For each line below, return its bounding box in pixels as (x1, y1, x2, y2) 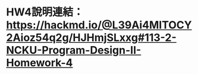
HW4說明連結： (6, 5, 84, 19)
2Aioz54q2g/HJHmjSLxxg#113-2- (6, 31, 177, 44)
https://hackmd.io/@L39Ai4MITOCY (6, 18, 192, 32)
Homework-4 (6, 56, 73, 70)
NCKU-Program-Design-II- (6, 44, 142, 57)
